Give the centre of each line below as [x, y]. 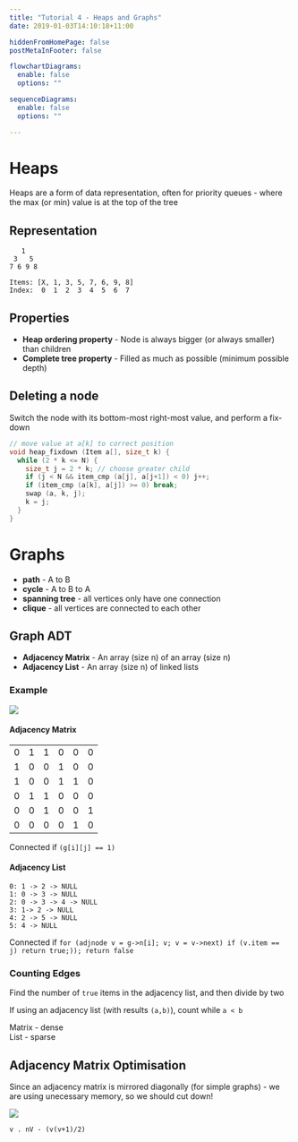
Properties [39, 318]
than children [47, 349]
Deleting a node [54, 396]
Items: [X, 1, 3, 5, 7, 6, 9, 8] [72, 283]
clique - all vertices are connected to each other [111, 608]
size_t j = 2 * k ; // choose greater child [108, 468]
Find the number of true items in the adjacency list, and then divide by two [147, 993]
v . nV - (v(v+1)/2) [48, 1129]
